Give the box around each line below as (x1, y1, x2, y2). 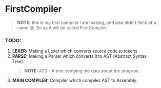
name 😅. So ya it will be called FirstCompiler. (17, 24, 108, 30)
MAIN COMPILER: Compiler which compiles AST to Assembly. (12, 77, 138, 84)
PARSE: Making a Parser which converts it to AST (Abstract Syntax (12, 53, 147, 59)
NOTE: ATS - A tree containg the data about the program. (24, 68, 140, 74)
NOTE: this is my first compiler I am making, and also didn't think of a (17, 20, 157, 25)
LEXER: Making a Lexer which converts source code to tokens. (12, 48, 139, 54)
